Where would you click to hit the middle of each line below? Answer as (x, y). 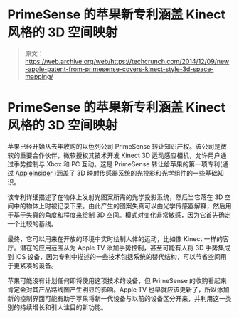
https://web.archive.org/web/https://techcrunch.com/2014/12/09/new (127, 61)
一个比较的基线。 (32, 223)
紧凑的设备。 (38, 265)
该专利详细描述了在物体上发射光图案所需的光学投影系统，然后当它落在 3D (115, 197)
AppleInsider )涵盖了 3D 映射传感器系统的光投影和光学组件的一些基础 (117, 173)
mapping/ (39, 76)
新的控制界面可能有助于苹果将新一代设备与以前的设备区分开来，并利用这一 (116, 298)
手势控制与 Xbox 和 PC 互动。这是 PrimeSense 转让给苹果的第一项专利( (118, 164)
